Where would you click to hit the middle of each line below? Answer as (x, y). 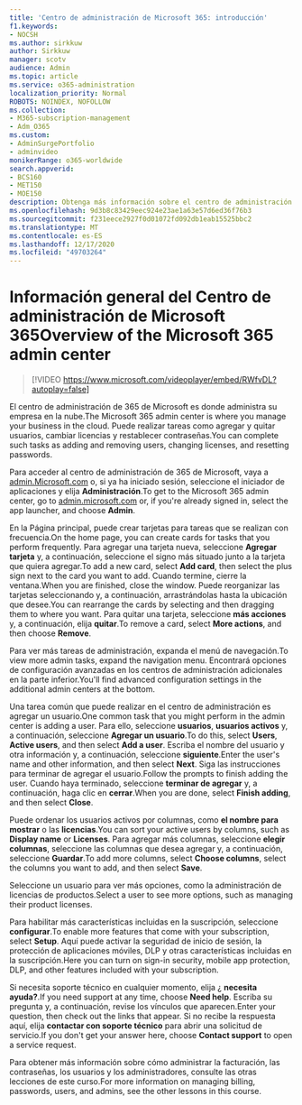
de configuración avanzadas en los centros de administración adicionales (146, 670)
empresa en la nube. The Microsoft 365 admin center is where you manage (148, 417)
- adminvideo (34, 152)
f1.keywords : (34, 26)
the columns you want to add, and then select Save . (106, 868)
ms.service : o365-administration (72, 85)
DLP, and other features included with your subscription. (114, 970)
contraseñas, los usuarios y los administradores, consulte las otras (133, 1072)
